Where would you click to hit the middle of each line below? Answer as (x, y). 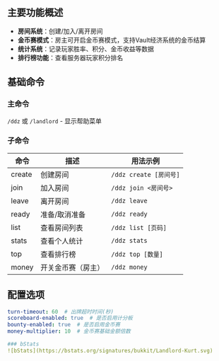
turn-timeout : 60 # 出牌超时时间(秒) (61, 311)
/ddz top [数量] (137, 254)
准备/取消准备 (63, 214)
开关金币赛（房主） (72, 268)
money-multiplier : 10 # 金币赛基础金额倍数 (69, 331)
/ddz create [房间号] (146, 174)
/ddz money (129, 267)
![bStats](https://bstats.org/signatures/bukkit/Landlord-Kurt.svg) (110, 350)
